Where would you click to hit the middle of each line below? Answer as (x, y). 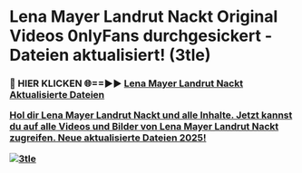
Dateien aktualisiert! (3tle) (110, 55)
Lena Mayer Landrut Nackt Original (144, 17)
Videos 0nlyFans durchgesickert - (141, 36)
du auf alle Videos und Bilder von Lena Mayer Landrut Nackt (144, 127)
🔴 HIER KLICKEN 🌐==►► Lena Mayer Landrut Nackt (126, 83)
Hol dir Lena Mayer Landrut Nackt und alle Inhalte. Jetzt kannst (151, 115)
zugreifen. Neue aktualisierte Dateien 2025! (108, 138)
